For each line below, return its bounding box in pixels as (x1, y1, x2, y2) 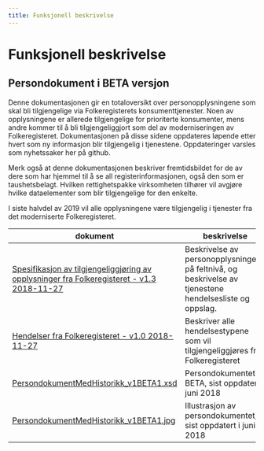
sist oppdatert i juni (184, 420, 256, 431)
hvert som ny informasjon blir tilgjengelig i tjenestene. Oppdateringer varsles (8, 139, 256, 149)
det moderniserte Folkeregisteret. (8, 212, 116, 221)
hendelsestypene (184, 325, 249, 336)
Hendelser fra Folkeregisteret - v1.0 (12, 330, 146, 341)
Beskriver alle (184, 316, 236, 327)
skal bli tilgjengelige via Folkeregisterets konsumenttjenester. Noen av (8, 105, 234, 115)
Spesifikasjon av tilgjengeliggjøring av (12, 263, 152, 274)
